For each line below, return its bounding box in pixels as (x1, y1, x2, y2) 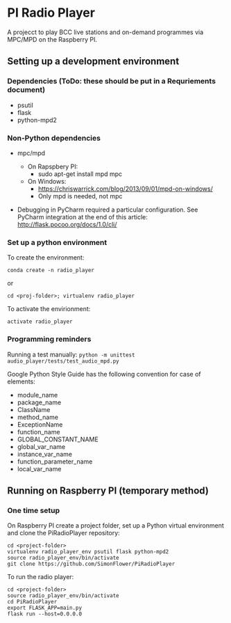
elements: (7, 377, 36, 386)
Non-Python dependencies (7, 133, 101, 143)
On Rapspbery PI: (27, 162, 78, 171)
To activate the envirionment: (7, 305, 91, 313)
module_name (17, 391, 58, 399)
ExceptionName (17, 420, 63, 429)
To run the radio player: (7, 573, 74, 581)
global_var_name (17, 442, 66, 450)
